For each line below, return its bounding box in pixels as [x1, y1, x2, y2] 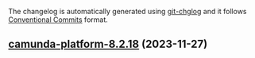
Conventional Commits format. [8, 15, 109, 24]
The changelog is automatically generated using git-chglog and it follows [8, 7, 248, 16]
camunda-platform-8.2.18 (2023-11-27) [8, 38, 208, 51]
